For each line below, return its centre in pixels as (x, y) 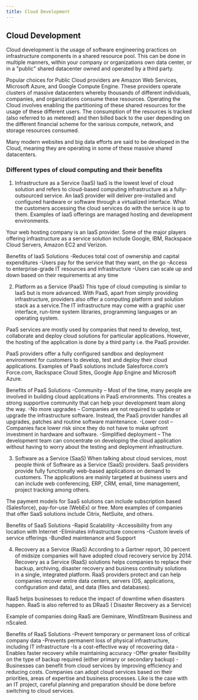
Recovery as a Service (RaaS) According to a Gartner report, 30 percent (102, 549)
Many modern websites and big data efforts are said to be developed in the (98, 142)
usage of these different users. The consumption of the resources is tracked (99, 112)
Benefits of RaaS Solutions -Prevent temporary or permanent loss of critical (98, 634)
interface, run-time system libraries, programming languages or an (96, 312)
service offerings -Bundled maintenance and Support (71, 538)
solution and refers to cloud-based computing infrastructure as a (94, 189)
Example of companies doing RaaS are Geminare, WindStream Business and (99, 616)
